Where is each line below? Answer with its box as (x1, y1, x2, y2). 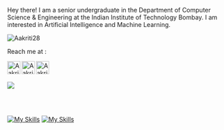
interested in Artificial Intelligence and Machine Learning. (7, 21, 171, 28)
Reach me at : (7, 48, 47, 55)
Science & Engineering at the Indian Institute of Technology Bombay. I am (7, 13, 218, 21)
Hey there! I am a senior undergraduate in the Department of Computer (7, 6, 211, 14)
